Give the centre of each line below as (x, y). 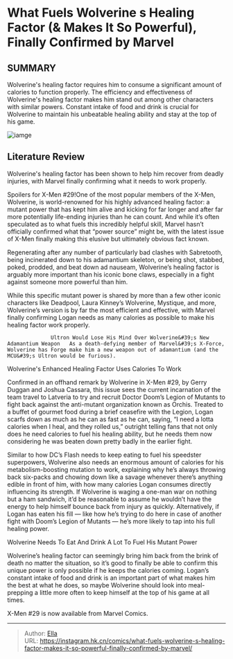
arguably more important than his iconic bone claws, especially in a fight (111, 274)
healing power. (28, 528)
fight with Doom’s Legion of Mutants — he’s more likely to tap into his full (111, 521)
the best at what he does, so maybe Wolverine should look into (97, 585)
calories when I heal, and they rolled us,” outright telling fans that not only (112, 426)
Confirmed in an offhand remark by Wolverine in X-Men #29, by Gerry (107, 382)
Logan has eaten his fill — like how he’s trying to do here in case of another (114, 514)
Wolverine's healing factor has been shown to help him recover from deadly (115, 173)
